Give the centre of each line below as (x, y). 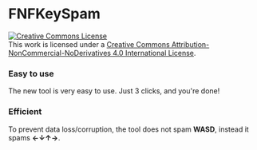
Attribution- (190, 44)
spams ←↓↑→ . (34, 137)
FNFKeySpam (55, 14)
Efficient (25, 112)
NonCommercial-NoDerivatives (60, 53)
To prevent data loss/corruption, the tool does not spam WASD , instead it (128, 129)
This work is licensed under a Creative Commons (89, 44)
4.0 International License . (154, 53)
